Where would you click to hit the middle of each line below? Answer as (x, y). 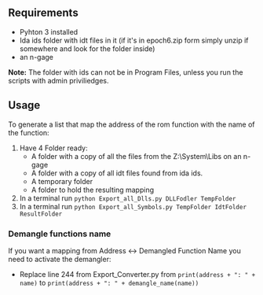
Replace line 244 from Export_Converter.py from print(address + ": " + (137, 274)
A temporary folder (62, 181)
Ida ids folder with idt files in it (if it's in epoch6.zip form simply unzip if (134, 40)
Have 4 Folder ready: (53, 148)
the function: (29, 132)
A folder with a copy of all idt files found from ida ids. (117, 173)
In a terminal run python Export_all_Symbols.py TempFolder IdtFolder (133, 206)
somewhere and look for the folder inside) (87, 48)
